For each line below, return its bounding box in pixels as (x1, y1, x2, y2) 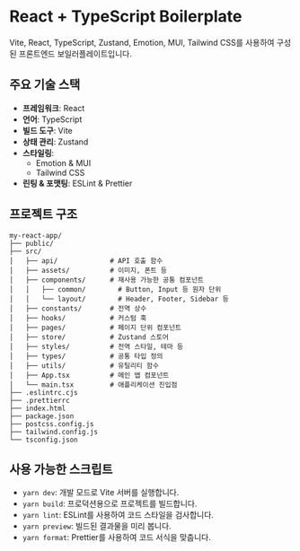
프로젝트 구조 (9, 206, 78, 222)
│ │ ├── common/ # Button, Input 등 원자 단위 (9, 284, 222, 293)
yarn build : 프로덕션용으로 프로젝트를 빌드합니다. (22, 498, 198, 509)
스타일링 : (22, 147, 55, 158)
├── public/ (9, 239, 54, 248)
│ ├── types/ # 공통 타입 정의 (9, 352, 163, 361)
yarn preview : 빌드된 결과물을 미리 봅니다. (22, 520, 172, 531)
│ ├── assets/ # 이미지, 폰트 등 (9, 266, 168, 275)
